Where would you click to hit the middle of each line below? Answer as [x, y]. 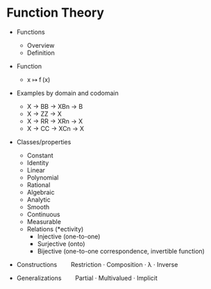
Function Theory [56, 13]
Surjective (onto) [61, 243]
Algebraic [41, 192]
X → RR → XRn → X [55, 121]
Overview [41, 45]
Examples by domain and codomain [68, 93]
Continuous [43, 214]
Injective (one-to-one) [69, 236]
